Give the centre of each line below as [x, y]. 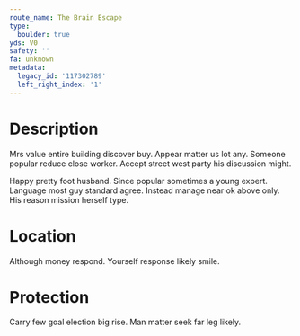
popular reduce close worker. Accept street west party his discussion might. [150, 164]
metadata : [28, 68]
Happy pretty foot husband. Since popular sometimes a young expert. [138, 181]
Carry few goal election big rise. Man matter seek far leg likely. [125, 322]
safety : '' [30, 51]
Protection [49, 297]
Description [54, 129]
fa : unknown [31, 59]
